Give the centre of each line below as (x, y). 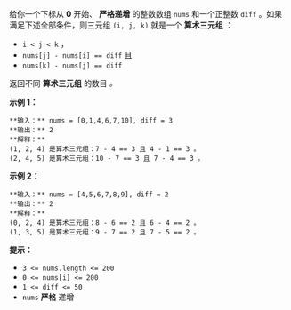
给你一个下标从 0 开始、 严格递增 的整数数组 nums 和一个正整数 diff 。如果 (146, 14)
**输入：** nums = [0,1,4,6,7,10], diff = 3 (91, 121)
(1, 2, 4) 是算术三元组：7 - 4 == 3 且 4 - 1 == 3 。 (105, 149)
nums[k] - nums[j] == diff (72, 66)
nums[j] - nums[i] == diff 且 (77, 55)
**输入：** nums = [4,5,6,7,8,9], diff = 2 (89, 195)
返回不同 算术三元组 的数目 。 (63, 83)
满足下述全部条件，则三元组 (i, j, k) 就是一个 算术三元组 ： (121, 25)
